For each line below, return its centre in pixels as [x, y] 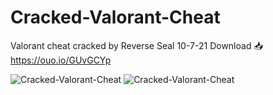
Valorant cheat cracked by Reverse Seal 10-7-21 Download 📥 [136, 45]
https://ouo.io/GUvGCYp [61, 60]
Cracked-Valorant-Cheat [115, 17]
